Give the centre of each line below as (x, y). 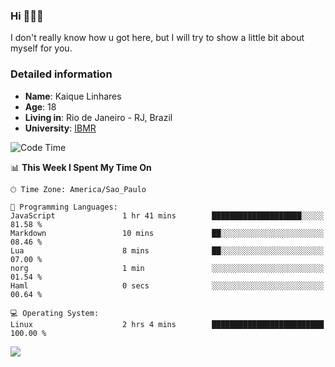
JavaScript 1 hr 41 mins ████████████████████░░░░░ (167, 215)
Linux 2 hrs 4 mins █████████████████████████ (167, 324)
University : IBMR (60, 128)
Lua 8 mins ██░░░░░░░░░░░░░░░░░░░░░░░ (167, 250)
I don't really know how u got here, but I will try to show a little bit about (157, 38)
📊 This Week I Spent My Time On (81, 167)
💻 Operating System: (55, 313)
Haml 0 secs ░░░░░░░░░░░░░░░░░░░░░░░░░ (167, 285)
